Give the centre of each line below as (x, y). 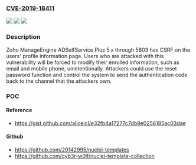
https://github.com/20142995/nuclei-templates (72, 149)
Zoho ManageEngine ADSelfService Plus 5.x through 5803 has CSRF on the (98, 50)
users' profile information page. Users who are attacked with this (85, 56)
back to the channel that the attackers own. (59, 81)
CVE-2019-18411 (30, 8)
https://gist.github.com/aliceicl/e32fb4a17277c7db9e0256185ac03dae (100, 123)
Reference (19, 110)
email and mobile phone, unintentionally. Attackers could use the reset (92, 68)
